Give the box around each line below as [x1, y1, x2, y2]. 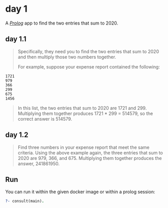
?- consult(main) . [5, 199, 44, 204]
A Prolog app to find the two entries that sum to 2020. [5, 20, 119, 26]
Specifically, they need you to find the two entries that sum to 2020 [17, 48, 159, 54]
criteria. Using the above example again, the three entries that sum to [17, 149, 163, 156]
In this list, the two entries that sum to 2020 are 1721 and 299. [17, 105, 147, 111]
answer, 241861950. [17, 160, 60, 167]
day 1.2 [5, 131, 29, 140]
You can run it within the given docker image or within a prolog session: [5, 189, 155, 195]
